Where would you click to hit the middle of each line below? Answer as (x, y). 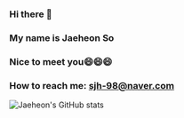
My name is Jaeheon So (62, 37)
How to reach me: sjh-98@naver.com (92, 85)
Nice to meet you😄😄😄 (61, 61)
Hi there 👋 (31, 14)
